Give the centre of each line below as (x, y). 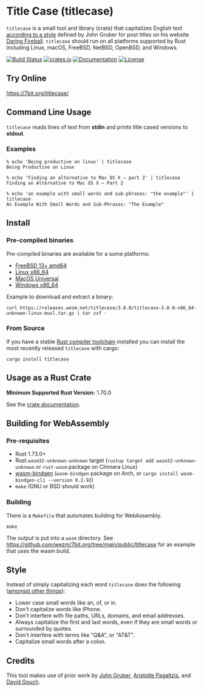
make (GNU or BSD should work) (55, 486)
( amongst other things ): (36, 591)
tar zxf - (95, 313)
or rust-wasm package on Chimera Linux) (87, 467)
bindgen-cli (30, 480)
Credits (21, 661)
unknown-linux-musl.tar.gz (40, 313)
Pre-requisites (28, 441)
